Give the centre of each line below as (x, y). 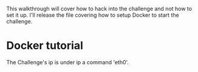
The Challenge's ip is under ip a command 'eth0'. (68, 62)
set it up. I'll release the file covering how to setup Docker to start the (93, 15)
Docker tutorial (45, 46)
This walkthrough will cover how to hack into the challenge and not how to (99, 9)
